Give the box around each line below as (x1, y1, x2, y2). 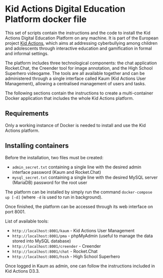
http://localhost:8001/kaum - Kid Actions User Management (12, 227, 135, 233)
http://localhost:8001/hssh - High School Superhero (12, 253, 120, 259)
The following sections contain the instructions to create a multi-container (5, 90, 153, 96)
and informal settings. (5, 50, 49, 56)
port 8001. (5, 208, 26, 215)
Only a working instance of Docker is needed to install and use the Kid (5, 122, 146, 128)
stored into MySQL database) (12, 238, 72, 244)
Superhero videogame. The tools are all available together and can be (5, 70, 145, 76)
